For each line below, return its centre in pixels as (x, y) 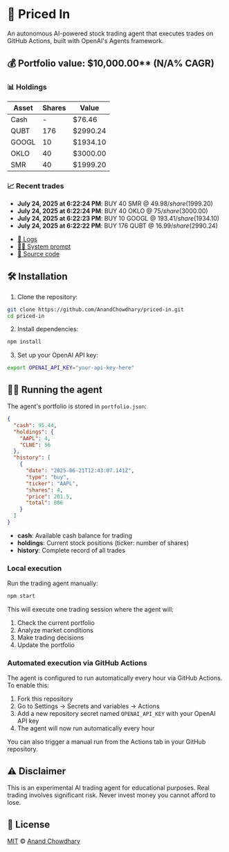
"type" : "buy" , (47, 477)
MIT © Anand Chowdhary (44, 841)
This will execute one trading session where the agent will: (91, 610)
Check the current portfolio (56, 623)
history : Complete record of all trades (71, 550)
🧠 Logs (27, 239)
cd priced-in (26, 316)
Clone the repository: (47, 296)
